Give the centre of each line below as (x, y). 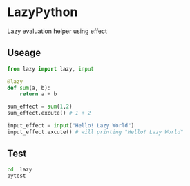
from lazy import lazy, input (51, 69)
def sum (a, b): (29, 88)
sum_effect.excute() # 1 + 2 (49, 113)
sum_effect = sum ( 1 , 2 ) (40, 107)
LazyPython (42, 12)
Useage (24, 53)
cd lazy (20, 169)
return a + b (38, 94)
